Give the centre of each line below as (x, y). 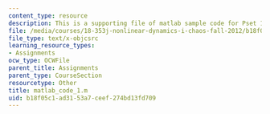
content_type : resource (48, 16)
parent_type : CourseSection (55, 75)
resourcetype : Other (43, 83)
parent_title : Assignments (53, 68)
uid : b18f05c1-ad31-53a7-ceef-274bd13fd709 (82, 98)
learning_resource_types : (51, 46)
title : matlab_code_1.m (48, 90)
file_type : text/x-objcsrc (53, 38)
